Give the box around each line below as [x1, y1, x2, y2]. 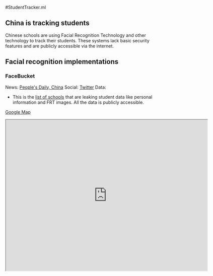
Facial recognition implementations [5, 57, 119, 66]
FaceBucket [5, 73, 35, 80]
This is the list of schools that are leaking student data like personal [12, 94, 153, 100]
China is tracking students [5, 19, 90, 27]
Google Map [5, 109, 31, 115]
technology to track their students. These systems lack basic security [5, 37, 150, 43]
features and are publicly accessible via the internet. [5, 43, 114, 49]
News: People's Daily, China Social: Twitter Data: [5, 84, 107, 90]
